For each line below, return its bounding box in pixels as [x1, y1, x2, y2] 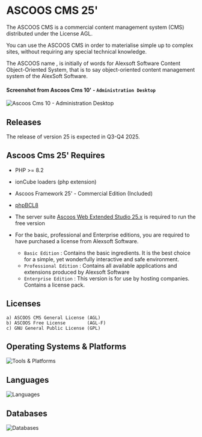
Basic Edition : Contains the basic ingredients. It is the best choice [23, 249, 191, 256]
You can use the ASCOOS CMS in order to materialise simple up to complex [6, 42, 194, 49]
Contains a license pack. [23, 281, 85, 288]
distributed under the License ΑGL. [6, 29, 93, 37]
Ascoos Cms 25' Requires [6, 150, 105, 161]
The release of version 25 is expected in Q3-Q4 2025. [6, 133, 140, 140]
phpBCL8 [14, 201, 39, 208]
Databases [6, 408, 48, 418]
